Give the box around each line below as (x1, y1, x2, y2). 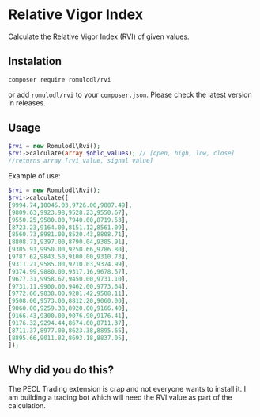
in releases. (8, 98, 46, 108)
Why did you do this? (8, 363, 115, 377)
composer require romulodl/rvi (8, 75, 111, 84)
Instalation (8, 55, 62, 68)
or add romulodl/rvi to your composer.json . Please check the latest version (8, 90, 252, 99)
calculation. (8, 401, 46, 411)
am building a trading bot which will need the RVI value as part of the (8, 392, 233, 402)
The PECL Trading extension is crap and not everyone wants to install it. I (8, 384, 247, 394)
